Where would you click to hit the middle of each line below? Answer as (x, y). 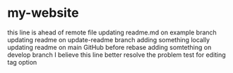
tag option (22, 62)
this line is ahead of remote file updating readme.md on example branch (112, 32)
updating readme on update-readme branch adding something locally (109, 39)
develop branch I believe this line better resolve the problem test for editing (116, 55)
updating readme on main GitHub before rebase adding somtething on (109, 47)
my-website (43, 13)
